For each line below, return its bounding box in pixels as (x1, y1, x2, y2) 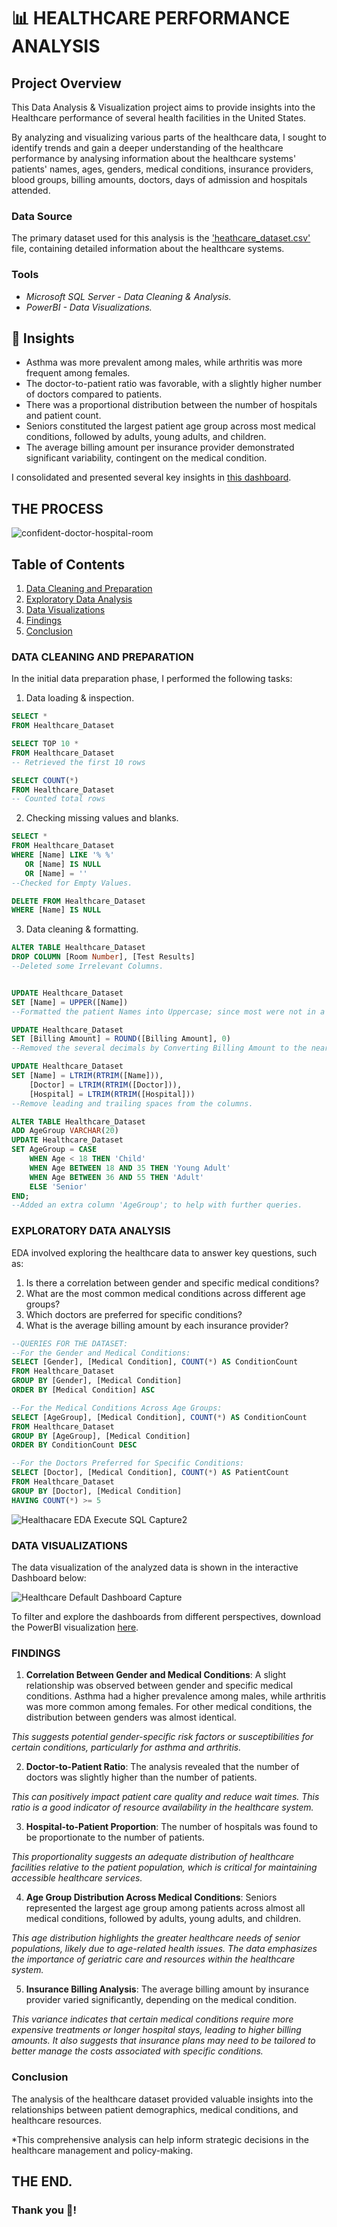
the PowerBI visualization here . (11, 1621, 139, 1633)
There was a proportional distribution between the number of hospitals (25, 399, 318, 411)
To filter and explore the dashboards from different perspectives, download (11, 1610, 322, 1622)
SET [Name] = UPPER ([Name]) (11, 997, 129, 1007)
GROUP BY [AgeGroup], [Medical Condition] (11, 1431, 191, 1441)
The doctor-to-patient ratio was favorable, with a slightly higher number (25, 378, 322, 390)
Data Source (11, 209, 73, 223)
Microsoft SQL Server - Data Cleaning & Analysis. (25, 290, 232, 302)
